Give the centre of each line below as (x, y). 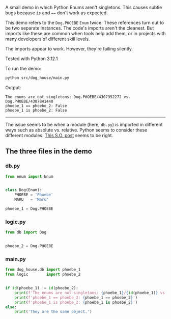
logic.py (16, 222)
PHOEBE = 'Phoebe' (34, 195)
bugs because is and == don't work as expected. (56, 13)
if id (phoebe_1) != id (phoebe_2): (42, 288)
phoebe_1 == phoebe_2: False (36, 106)
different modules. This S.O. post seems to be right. (59, 135)
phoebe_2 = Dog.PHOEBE (29, 246)
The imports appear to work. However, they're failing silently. (69, 49)
